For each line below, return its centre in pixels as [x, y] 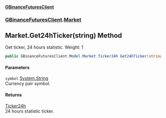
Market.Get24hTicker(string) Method [64, 35]
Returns [14, 95]
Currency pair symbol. [28, 84]
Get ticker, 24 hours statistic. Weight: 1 [44, 47]
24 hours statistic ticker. [30, 111]
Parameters [17, 67]
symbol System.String [27, 78]
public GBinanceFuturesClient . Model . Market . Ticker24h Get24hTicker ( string [84, 57]
